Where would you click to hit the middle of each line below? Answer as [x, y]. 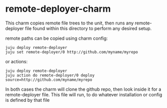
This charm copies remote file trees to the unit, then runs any [69, 23]
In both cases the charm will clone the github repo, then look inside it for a [83, 89]
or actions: [17, 61]
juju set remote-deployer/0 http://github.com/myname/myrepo [72, 52]
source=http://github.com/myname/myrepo [49, 79]
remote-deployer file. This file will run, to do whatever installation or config [84, 94]
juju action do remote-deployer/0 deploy [50, 75]
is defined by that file [28, 100]
